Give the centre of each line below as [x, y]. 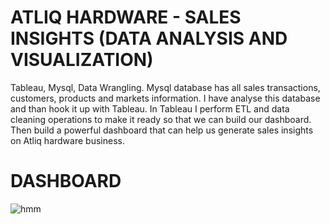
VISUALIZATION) [82, 60]
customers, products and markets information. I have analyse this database [165, 98]
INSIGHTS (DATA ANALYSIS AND [149, 38]
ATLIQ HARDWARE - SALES [126, 17]
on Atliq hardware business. [67, 140]
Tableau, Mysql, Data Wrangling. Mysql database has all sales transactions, [165, 87]
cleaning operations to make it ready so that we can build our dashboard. [161, 119]
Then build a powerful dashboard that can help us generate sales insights [162, 130]
